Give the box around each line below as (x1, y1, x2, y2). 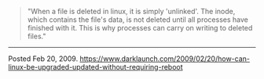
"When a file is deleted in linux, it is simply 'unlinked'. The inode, (27, 7, 236, 16)
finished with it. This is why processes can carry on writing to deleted (27, 23, 253, 32)
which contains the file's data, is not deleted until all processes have (27, 15, 249, 24)
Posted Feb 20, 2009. (8, 54, 79, 63)
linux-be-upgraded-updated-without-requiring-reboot (8, 63, 183, 71)
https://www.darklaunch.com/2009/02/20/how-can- (79, 54, 250, 63)
